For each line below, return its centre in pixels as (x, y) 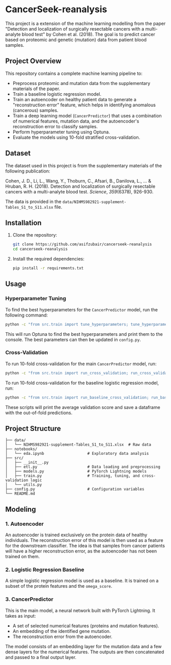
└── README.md (20, 494)
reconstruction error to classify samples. (55, 126)
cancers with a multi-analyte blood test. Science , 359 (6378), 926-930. (79, 191)
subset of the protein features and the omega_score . (59, 586)
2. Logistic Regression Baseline (45, 570)
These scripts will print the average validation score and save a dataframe (83, 407)
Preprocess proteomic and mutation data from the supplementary (81, 83)
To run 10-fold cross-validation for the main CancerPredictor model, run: (81, 364)
